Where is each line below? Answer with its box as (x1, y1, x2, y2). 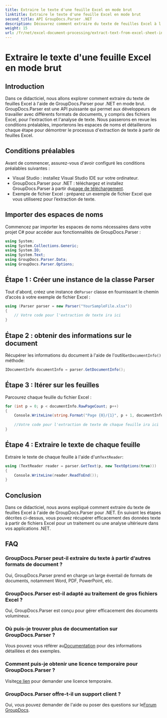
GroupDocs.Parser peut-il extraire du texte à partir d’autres (5, 555, 151, 562)
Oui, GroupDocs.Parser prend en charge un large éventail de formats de (5, 572, 153, 578)
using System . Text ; (5, 252, 46, 258)
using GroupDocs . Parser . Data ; (5, 257, 68, 262)
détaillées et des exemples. (5, 648, 61, 654)
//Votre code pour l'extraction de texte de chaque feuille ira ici (14, 422, 159, 427)
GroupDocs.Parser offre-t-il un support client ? (5, 690, 121, 697)
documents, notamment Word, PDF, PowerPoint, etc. (5, 578, 113, 584)
